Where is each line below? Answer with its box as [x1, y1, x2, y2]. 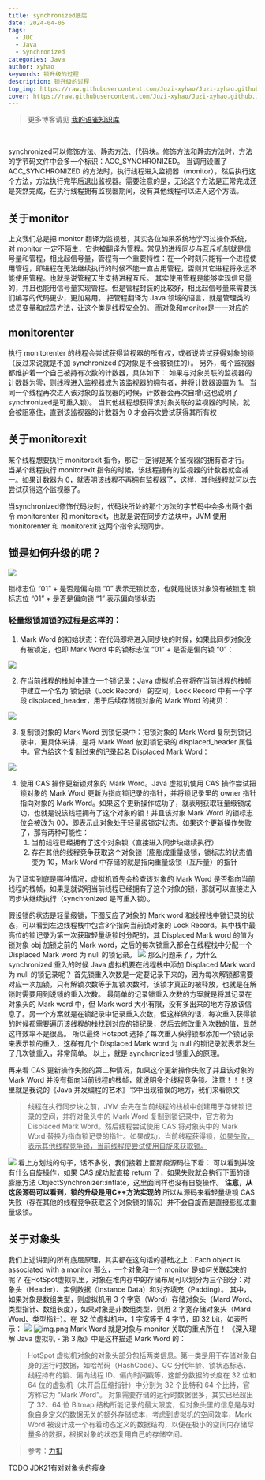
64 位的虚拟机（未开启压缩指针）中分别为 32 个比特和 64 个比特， [27, 1380, 244, 1389]
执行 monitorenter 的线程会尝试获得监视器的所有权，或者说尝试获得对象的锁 [8, 348, 255, 357]
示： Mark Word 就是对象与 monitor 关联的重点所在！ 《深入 [8, 1324, 250, 1333]
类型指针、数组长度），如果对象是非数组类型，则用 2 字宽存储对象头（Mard [8, 1304, 251, 1314]
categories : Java [8, 56, 65, 64]
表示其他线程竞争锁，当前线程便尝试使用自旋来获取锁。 [27, 1141, 207, 1150]
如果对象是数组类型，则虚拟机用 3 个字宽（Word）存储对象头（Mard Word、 [8, 1294, 256, 1303]
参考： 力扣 [27, 1446, 63, 1456]
